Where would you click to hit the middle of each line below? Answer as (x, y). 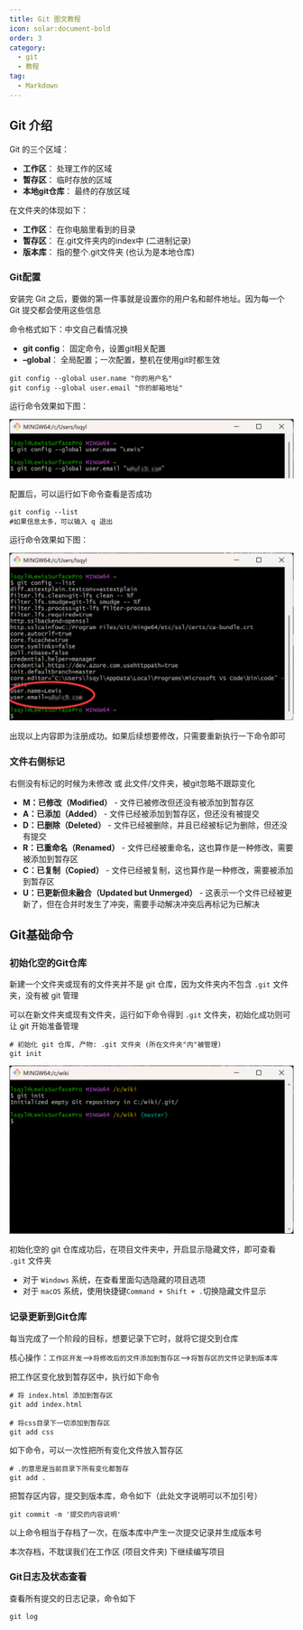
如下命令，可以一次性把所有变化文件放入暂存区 (96, 1449)
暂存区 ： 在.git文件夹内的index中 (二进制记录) (107, 240)
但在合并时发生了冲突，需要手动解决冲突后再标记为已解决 (153, 903)
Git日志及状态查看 (48, 1577)
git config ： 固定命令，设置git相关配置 (94, 348)
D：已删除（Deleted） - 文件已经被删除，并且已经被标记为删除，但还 (151, 825)
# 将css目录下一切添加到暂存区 (60, 1423)
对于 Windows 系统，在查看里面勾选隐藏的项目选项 (114, 1280)
